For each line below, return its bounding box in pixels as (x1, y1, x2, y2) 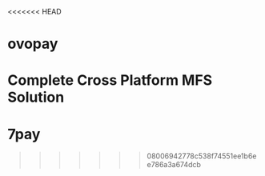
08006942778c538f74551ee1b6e (147, 151, 257, 161)
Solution (7, 88, 65, 106)
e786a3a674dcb (147, 160, 202, 170)
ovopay (7, 35, 58, 53)
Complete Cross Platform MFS (7, 71, 213, 90)
